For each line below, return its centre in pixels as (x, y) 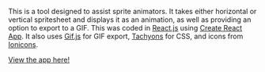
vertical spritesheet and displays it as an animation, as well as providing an (130, 20)
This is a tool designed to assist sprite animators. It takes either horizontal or (132, 11)
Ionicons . (23, 45)
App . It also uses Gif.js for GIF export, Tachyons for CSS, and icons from (126, 36)
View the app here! (39, 59)
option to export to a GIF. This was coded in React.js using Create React (125, 28)
